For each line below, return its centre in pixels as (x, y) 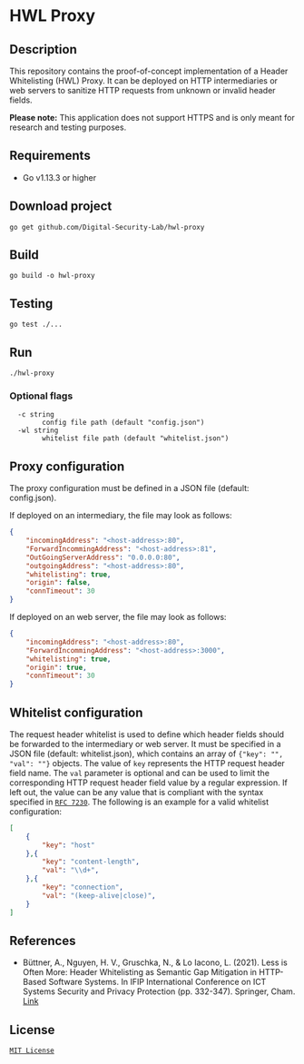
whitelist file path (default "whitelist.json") (136, 438)
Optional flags (41, 396)
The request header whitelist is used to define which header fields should (147, 734)
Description (43, 49)
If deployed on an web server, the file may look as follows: (118, 617)
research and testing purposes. (68, 127)
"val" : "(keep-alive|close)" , (99, 895)
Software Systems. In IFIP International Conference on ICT (157, 982)
